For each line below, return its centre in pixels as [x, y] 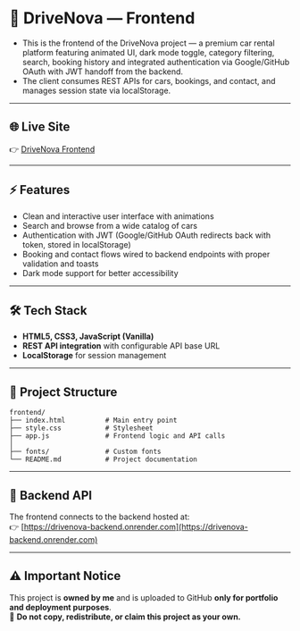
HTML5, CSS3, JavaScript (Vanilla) [88, 337]
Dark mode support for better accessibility [100, 273]
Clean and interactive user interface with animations [118, 216]
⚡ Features [40, 190]
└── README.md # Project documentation [104, 459]
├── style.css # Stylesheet [81, 428]
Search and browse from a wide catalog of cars [110, 225]
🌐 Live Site [40, 127]
